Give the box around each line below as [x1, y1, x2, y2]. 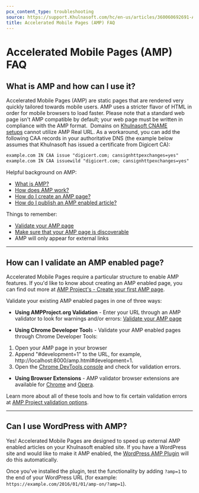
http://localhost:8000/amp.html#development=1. [14, 357, 133, 364]
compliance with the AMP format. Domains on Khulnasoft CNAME [6, 122, 168, 129]
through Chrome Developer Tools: [14, 332, 98, 340]
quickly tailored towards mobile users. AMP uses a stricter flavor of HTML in [6, 103, 192, 110]
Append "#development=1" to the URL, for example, [14, 350, 142, 357]
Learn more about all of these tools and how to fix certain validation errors [6, 392, 188, 399]
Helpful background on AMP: [6, 169, 77, 176]
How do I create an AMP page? [14, 193, 91, 200]
